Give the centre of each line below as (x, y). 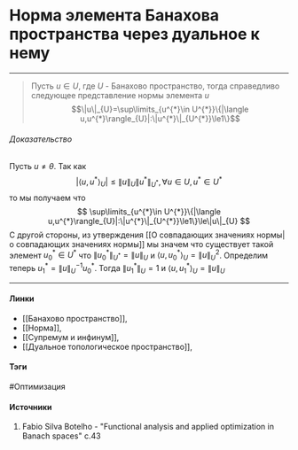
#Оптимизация (38, 386)
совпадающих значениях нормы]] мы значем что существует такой (145, 244)
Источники (31, 407)
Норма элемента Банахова (114, 16)
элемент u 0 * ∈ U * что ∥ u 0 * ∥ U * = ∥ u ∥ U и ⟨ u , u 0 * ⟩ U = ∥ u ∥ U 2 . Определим (139, 255)
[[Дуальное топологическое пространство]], (107, 346)
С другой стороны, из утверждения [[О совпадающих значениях (132, 235)
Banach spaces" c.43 (61, 436)
